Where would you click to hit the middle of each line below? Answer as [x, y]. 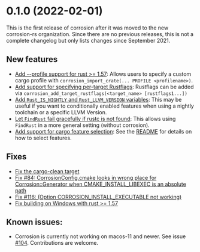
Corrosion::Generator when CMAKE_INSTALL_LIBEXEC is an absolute [101, 184]
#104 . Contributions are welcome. [57, 243]
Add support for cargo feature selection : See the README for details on [103, 131]
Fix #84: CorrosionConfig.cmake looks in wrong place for [86, 177]
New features [32, 59]
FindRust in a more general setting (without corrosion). [82, 125]
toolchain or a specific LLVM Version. [61, 112]
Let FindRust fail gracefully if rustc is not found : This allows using [95, 118]
